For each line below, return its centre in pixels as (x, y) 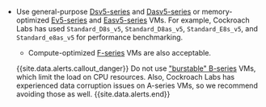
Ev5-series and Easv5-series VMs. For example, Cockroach (150, 20)
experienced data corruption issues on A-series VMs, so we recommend (137, 85)
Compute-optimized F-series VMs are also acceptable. (120, 53)
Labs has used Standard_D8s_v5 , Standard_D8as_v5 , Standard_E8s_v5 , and (137, 29)
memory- (217, 12)
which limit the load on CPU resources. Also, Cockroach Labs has (125, 77)
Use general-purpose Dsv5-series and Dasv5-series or (108, 12)
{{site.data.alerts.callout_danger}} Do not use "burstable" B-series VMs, (136, 68)
